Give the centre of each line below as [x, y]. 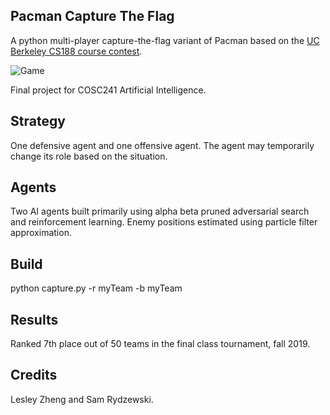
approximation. [41, 233]
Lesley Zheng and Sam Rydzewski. [82, 399]
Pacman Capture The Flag [92, 16]
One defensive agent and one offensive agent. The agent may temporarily [162, 145]
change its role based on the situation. [89, 156]
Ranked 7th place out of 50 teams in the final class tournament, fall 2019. [160, 344]
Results [34, 319]
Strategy [38, 121]
